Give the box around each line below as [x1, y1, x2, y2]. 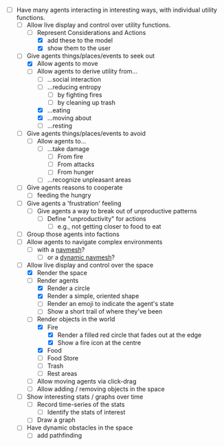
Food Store [47, 353, 79, 362]
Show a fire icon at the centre [57, 338, 142, 347]
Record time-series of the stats [36, 401, 125, 409]
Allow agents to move [36, 60, 98, 68]
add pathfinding [36, 432, 82, 440]
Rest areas [47, 369, 78, 377]
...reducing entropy [47, 82, 102, 91]
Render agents [36, 277, 79, 285]
